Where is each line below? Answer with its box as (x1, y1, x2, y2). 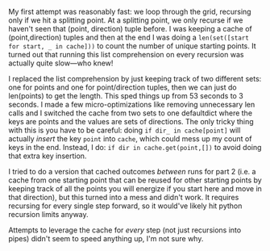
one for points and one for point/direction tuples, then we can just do (8, 82, 237, 92)
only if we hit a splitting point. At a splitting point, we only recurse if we (8, 15, 243, 25)
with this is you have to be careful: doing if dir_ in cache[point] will (8, 125, 241, 135)
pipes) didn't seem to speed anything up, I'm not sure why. (8, 234, 204, 243)
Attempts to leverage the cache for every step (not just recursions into (8, 225, 242, 235)
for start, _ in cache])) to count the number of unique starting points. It (8, 41, 256, 51)
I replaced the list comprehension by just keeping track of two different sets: (8, 74, 262, 83)
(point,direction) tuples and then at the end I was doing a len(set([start (8, 32, 250, 42)
